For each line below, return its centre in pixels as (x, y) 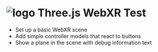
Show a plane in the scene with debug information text (83, 42)
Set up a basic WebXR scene (51, 30)
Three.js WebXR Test (92, 13)
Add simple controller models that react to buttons (78, 36)
